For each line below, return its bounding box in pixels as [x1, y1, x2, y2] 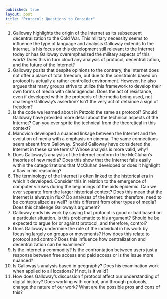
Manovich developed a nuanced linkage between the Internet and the [12, 130, 156, 137]
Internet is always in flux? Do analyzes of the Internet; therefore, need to [12, 194, 162, 200]
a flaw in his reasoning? [12, 168, 62, 174]
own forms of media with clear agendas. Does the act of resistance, [12, 88, 153, 95]
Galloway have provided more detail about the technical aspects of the [12, 115, 159, 121]
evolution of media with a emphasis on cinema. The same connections [12, 136, 158, 142]
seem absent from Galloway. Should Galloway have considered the [12, 141, 151, 147]
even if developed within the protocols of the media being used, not [12, 94, 152, 100]
